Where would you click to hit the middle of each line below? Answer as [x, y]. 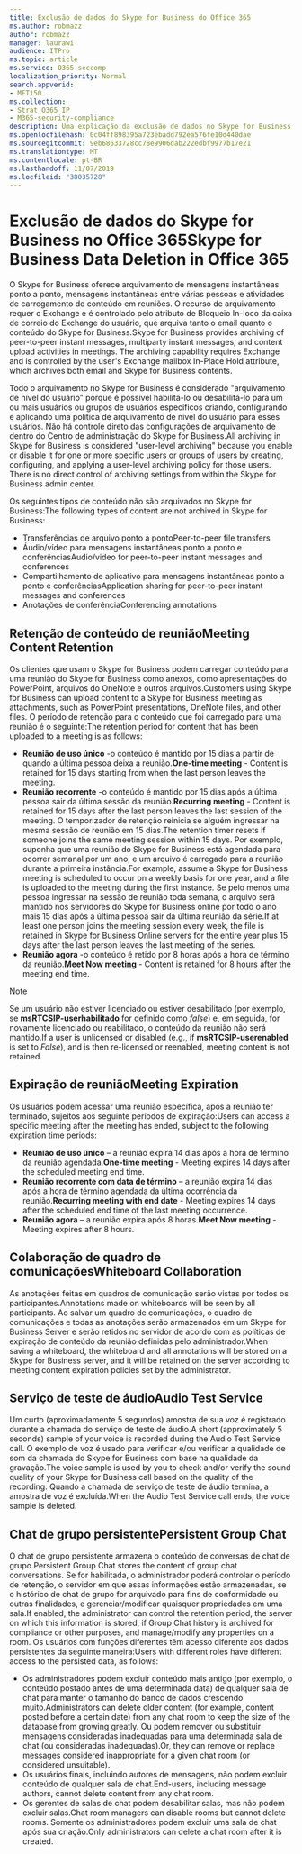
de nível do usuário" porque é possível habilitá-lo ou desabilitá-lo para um [146, 398]
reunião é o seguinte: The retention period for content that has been [134, 727]
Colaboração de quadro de [85, 1258]
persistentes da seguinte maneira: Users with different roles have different [146, 1652]
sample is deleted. [43, 1506]
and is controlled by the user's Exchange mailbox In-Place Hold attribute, [144, 361]
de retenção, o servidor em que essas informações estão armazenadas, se [148, 1585]
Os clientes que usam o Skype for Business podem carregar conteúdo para [149, 669]
